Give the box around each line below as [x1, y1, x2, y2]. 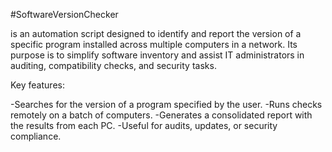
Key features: [10, 79, 65, 91]
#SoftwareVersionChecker [10, 9, 119, 20]
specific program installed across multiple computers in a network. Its [10, 39, 298, 50]
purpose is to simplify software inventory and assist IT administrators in [10, 49, 305, 61]
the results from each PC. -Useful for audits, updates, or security [10, 120, 278, 131]
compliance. [10, 130, 62, 142]
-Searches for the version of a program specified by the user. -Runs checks [10, 99, 323, 110]
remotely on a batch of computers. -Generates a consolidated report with [10, 109, 313, 121]
